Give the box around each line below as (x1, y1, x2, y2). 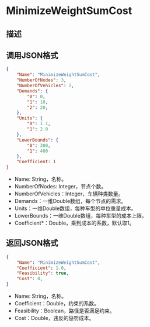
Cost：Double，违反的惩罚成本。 (14, 315, 95, 322)
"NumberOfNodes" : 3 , (16, 77, 67, 83)
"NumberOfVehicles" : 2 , (16, 83, 75, 89)
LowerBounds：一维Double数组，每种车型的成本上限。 (14, 212, 147, 219)
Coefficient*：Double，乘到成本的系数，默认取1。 (14, 219, 135, 226)
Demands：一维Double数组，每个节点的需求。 (14, 198, 127, 205)
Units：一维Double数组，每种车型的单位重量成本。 (14, 205, 137, 212)
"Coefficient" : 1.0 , (16, 265, 67, 271)
